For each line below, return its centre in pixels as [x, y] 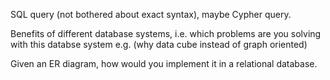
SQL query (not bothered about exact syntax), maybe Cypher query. [151, 14]
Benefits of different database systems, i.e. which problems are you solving [166, 33]
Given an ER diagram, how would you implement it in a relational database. [164, 63]
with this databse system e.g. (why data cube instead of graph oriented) [159, 44]
